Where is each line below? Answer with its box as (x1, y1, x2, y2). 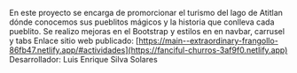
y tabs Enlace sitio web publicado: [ (9, 35, 139, 46)
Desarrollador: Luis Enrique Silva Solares (9, 55, 158, 64)
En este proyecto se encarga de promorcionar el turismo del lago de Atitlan (9, 8, 284, 18)
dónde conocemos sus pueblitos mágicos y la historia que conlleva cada (9, 17, 275, 27)
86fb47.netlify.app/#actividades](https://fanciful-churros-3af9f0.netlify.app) (9, 45, 288, 55)
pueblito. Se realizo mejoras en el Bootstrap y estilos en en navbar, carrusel (9, 26, 285, 36)
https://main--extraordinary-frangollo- (138, 35, 279, 46)
